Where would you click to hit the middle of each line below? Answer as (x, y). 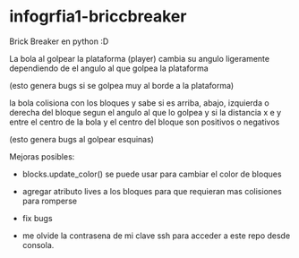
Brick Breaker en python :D (59, 41)
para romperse (50, 201)
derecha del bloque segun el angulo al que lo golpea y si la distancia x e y (145, 112)
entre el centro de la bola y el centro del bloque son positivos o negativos (145, 122)
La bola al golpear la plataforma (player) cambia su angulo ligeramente (140, 58)
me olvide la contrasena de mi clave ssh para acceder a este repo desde (156, 236)
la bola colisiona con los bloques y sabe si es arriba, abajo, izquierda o (140, 103)
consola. (38, 245)
